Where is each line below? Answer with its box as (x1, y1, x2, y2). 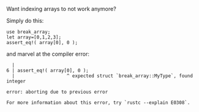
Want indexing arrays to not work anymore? (6, 6, 116, 12)
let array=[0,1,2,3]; (6, 34, 62, 40)
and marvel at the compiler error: (6, 50, 90, 58)
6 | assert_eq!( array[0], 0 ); (6, 67, 89, 73)
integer (6, 78, 26, 84)
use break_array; (6, 29, 51, 35)
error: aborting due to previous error (6, 89, 108, 95)
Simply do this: (6, 17, 44, 24)
